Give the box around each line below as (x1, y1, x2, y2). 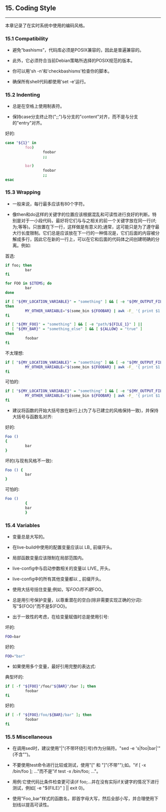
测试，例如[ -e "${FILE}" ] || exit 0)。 (12, 785, 87, 791)
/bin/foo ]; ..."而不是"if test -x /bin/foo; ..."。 (12, 768, 101, 774)
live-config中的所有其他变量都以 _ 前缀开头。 (12, 576, 104, 582)
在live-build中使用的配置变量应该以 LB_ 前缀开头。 (12, 544, 115, 550)
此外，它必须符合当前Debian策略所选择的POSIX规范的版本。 (12, 58, 135, 64)
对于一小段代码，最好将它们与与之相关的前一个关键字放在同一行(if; (21, 217, 157, 223)
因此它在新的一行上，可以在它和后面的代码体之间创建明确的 (34, 236, 156, 242)
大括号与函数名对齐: (12, 414, 53, 420)
